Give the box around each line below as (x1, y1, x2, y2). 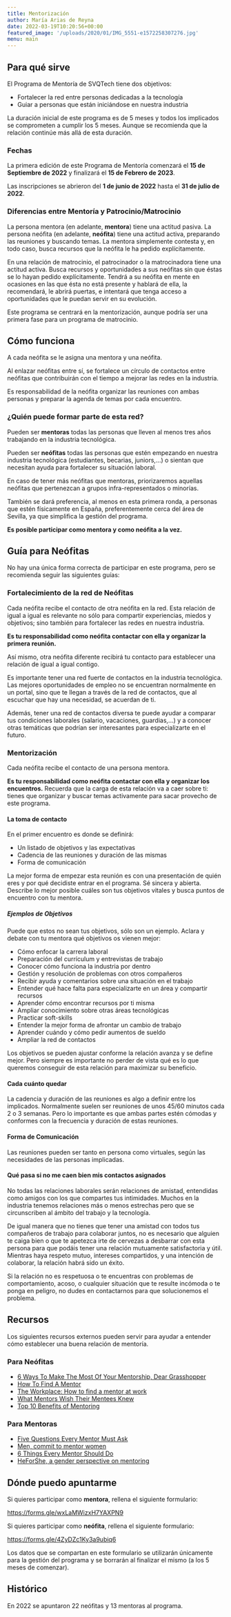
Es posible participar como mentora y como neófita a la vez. (7, 525, 183, 534)
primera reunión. (7, 639, 57, 648)
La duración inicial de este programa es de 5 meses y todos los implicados (7, 113, 219, 122)
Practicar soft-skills (17, 1014, 72, 1022)
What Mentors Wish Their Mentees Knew (17, 1394, 134, 1402)
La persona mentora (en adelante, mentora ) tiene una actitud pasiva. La (7, 222, 212, 231)
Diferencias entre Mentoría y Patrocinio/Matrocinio (7, 206, 181, 216)
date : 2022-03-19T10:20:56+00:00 (7, 23, 103, 30)
